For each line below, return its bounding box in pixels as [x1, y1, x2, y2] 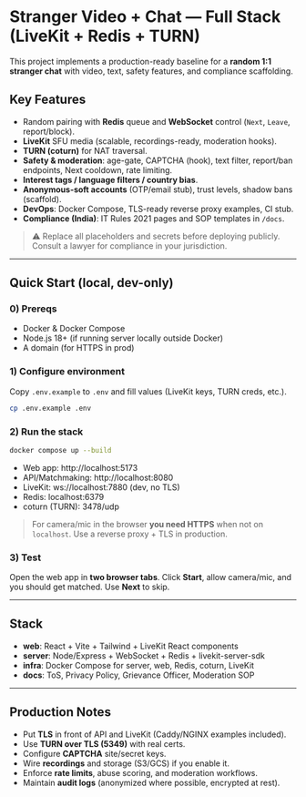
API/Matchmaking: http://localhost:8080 [22, 472, 174, 483]
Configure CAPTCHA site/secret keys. [22, 748, 167, 759]
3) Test [9, 551, 42, 564]
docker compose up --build [9, 445, 112, 455]
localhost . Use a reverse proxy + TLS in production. [31, 528, 228, 539]
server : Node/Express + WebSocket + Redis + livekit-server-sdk [22, 649, 266, 661]
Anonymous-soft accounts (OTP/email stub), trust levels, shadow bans [22, 184, 293, 195]
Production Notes [9, 704, 112, 720]
